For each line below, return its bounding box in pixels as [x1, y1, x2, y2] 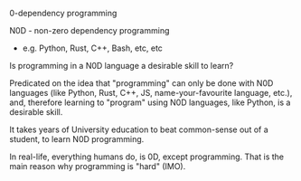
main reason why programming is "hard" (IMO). [9, 161, 186, 171]
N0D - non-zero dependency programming [9, 25, 170, 35]
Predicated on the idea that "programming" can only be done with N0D [9, 78, 274, 89]
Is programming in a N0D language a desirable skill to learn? [9, 61, 234, 71]
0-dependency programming [9, 8, 118, 18]
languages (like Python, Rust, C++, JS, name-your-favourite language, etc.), [9, 88, 293, 98]
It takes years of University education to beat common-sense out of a [9, 124, 268, 135]
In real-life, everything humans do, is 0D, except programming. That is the [9, 151, 285, 162]
